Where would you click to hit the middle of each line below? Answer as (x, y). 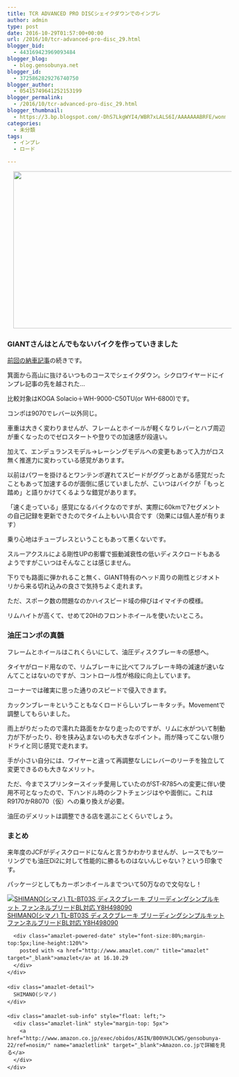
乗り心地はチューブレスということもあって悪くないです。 (88, 540)
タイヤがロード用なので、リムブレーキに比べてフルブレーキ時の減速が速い (113, 667)
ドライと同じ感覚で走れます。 (50, 745)
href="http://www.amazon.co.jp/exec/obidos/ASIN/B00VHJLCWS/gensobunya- (114, 1038)
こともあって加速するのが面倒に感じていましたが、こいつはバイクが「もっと (116, 484)
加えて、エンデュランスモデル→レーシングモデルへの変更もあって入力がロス (116, 451)
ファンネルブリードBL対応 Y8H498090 (63, 922)
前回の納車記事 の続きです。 (46, 360)
